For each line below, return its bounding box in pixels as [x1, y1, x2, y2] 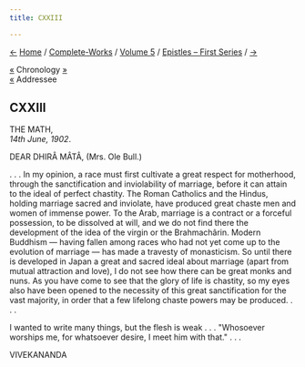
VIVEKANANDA [9, 350, 67, 361]
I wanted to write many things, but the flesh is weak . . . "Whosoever [9, 322, 266, 333]
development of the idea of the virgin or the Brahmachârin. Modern [9, 227, 261, 238]
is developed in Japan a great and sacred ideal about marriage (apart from [9, 256, 290, 267]
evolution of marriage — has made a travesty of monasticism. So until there [9, 247, 292, 258]
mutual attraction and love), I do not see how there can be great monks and [9, 266, 292, 277]
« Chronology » [9, 64, 68, 75]
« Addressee [9, 74, 57, 85]
